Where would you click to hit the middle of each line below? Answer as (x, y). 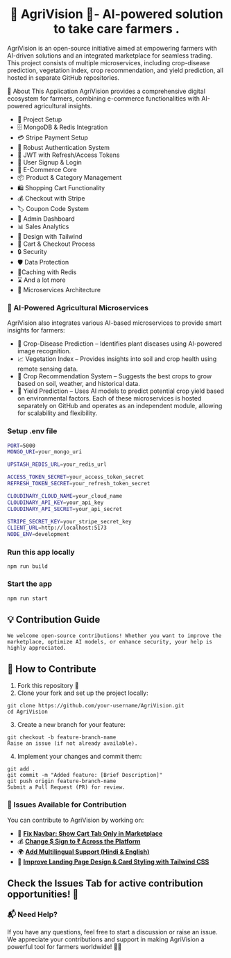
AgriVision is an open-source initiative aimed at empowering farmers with (112, 48)
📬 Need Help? (32, 914)
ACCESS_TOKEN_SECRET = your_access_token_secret (76, 477)
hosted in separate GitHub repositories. (63, 77)
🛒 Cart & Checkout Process (56, 244)
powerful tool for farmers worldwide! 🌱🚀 (65, 947)
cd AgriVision (28, 712)
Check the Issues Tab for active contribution (105, 883)
